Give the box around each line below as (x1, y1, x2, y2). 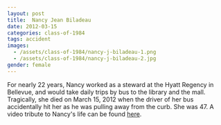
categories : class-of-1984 (7, 29, 85, 37)
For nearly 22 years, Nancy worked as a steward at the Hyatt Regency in (7, 80, 214, 88)
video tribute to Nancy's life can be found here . (7, 110, 142, 118)
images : (7, 42, 30, 49)
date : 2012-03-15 (7, 23, 58, 30)
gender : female (7, 61, 51, 68)
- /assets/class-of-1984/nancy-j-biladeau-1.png (13, 49, 157, 56)
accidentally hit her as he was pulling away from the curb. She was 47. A (7, 102, 214, 110)
